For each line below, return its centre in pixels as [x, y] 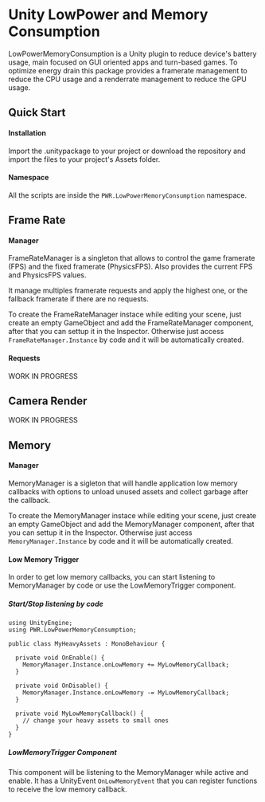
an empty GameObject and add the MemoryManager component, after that [131, 524]
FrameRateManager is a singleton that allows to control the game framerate [132, 258]
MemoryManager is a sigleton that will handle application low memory [123, 483]
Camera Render [48, 401]
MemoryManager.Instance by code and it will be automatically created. [121, 541]
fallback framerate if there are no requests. [78, 299]
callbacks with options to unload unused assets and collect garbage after [129, 491]
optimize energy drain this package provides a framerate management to [128, 70]
